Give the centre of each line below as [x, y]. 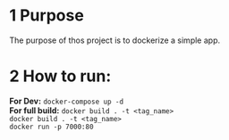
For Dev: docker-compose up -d [66, 101]
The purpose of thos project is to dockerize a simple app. [115, 40]
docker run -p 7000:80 [51, 127]
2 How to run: [60, 76]
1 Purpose [47, 16]
